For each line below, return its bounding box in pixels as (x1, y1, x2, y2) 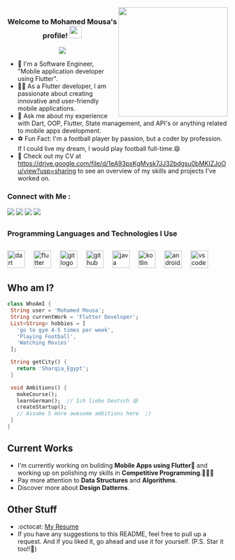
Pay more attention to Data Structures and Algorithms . (17, 475, 178, 484)
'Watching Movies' (16, 339, 71, 347)
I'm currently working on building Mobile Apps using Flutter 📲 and (17, 461, 208, 469)
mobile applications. (17, 104, 76, 113)
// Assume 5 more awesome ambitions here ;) (16, 410, 152, 417)
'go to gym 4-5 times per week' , (16, 326, 114, 333)
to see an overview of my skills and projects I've (78, 167, 217, 175)
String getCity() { (10, 359, 68, 366)
